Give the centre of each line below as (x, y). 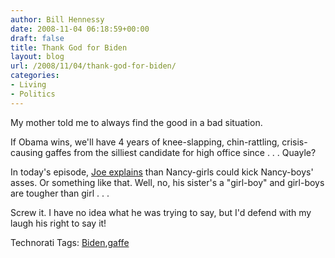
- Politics (33, 94)
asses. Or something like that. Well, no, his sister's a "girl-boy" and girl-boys (167, 182)
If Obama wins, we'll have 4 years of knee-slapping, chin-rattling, (145, 142)
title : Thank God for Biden (69, 47)
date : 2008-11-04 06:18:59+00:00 (80, 29)
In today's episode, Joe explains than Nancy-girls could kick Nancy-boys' (162, 172)
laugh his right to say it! (58, 223)
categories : (35, 76)
